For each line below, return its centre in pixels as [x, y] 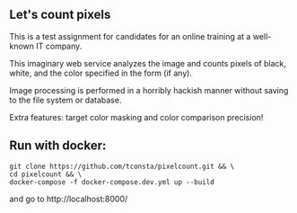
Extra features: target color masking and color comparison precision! [136, 117]
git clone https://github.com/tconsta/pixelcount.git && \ [122, 166]
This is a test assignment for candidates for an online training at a [130, 36]
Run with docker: [58, 146]
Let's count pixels [60, 15]
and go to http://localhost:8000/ [69, 199]
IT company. [59, 46]
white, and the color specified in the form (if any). [101, 73]
